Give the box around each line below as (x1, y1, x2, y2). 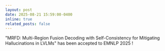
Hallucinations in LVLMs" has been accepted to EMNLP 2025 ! (5, 40, 133, 46)
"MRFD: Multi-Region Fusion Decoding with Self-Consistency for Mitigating (5, 35, 160, 41)
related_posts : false (5, 21, 50, 26)
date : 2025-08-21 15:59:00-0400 (5, 12, 72, 17)
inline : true (5, 16, 32, 21)
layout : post (5, 7, 32, 12)
